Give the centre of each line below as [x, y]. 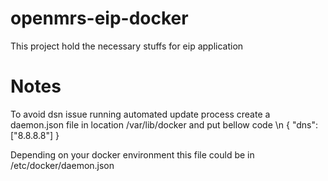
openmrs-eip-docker [99, 18]
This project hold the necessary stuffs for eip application [127, 46]
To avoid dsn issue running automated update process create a [140, 114]
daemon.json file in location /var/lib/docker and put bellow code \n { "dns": [164, 124]
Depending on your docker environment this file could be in [132, 154]
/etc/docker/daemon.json [62, 165]
